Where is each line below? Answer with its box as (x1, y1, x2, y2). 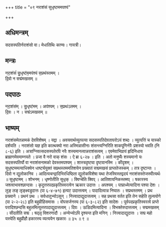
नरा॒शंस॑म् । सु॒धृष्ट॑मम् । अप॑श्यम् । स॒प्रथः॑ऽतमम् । (5, 103, 82, 109)
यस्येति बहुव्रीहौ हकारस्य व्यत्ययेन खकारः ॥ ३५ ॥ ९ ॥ (5, 216, 89, 222)
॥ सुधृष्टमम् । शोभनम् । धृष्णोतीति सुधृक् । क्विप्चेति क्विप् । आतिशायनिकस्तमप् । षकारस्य (5, 177, 148, 183)
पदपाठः (5, 90, 21, 99)
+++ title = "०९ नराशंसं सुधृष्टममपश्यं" (5, 4, 71, 10)
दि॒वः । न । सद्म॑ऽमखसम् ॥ (5, 109, 47, 115)
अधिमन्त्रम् (5, 28, 28, 37)
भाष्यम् (5, 124, 19, 132)
